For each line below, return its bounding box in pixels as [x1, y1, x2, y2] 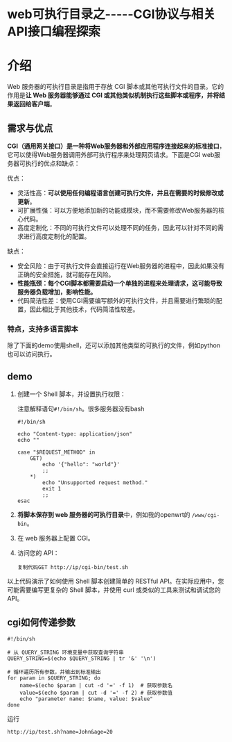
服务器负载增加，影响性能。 [17, 288, 97, 296]
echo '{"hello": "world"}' [42, 461, 121, 468]
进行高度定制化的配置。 [23, 232, 91, 240]
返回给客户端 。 [12, 100, 56, 108]
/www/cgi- [191, 512, 220, 519]
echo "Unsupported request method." [42, 479, 148, 486]
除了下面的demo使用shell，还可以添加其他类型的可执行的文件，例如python [7, 341, 220, 349]
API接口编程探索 [7, 24, 100, 40]
